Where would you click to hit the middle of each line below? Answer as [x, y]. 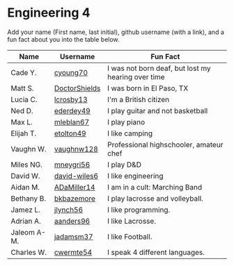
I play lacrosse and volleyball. [155, 198]
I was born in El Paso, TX [148, 88]
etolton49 [70, 133]
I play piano [126, 122]
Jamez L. [25, 210]
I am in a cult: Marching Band [155, 187]
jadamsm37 [73, 236]
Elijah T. [24, 133]
